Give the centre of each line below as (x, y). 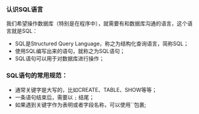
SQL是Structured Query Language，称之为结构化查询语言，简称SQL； (102, 44)
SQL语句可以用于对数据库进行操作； (60, 58)
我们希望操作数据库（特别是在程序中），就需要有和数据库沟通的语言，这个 (97, 24)
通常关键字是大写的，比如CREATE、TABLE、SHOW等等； (86, 90)
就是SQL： (24, 31)
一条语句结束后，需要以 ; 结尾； (55, 97)
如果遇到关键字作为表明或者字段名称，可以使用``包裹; (81, 104)
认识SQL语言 (25, 9)
